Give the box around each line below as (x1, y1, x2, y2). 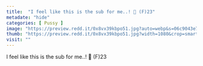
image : (6, 25, 23, 32)
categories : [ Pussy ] (6, 20, 63, 26)
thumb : (6, 31, 23, 37)
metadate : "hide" (6, 14, 50, 20)
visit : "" (6, 37, 31, 43)
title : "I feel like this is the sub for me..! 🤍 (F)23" (6, 8, 155, 15)
